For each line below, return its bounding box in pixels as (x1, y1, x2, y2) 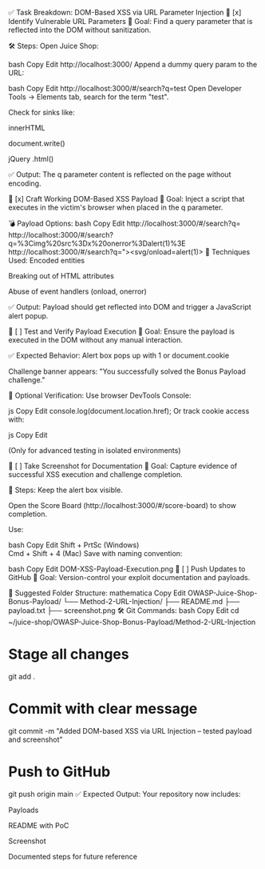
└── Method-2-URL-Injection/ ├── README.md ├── (62, 597, 240, 606)
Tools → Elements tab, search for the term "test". (8, 92, 169, 102)
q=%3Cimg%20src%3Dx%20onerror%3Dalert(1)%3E (8, 238, 186, 248)
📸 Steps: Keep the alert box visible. (8, 485, 124, 495)
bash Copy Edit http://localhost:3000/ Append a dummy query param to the (8, 60, 258, 69)
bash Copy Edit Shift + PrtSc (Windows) (8, 540, 140, 550)
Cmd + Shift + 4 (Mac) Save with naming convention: (8, 549, 183, 558)
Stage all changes (8, 645, 129, 663)
